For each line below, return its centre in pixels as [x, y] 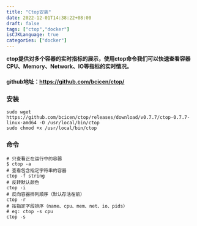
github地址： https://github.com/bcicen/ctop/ [65, 81]
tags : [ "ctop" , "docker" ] [38, 29]
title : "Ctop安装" [29, 12]
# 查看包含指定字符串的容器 [37, 171]
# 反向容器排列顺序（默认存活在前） [46, 194]
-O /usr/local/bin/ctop [69, 122]
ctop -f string [26, 176]
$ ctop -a [19, 164]
